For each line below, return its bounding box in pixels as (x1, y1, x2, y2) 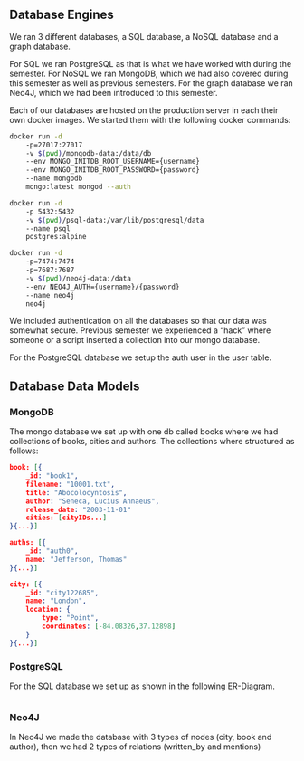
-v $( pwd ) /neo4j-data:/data (25, 273, 131, 283)
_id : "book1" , (25, 471, 79, 480)
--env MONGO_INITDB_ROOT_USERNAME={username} (25, 157, 201, 166)
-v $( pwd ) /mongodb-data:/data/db (25, 148, 152, 157)
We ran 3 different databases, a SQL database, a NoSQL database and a (9, 31, 279, 42)
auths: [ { (9, 538, 47, 547)
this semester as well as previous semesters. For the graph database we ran (9, 77, 294, 89)
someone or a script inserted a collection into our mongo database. (9, 335, 261, 346)
